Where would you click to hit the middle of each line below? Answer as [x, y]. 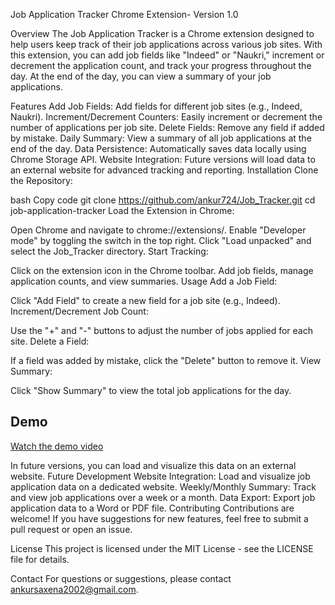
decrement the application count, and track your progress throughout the [161, 65]
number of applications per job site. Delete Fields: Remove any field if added [167, 127]
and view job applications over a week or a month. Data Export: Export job [163, 497]
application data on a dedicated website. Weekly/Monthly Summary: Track [163, 486]
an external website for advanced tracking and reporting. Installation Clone [164, 170]
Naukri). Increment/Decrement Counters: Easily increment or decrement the [166, 117]
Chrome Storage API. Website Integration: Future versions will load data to [163, 159]
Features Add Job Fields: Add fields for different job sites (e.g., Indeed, [156, 106]
